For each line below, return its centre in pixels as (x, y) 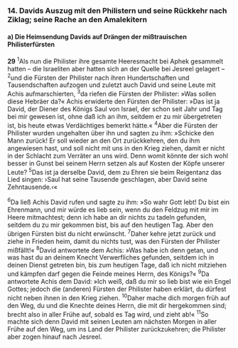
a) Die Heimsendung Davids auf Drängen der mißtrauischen (97, 36)
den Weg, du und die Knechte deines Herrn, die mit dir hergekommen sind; (117, 305)
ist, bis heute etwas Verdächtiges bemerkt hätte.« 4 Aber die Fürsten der (113, 125)
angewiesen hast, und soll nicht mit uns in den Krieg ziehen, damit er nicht (116, 148)
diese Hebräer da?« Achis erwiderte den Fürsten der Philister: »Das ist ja (114, 101)
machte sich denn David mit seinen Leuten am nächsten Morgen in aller (112, 322)
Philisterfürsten (31, 44)
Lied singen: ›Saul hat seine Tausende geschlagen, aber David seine (107, 180)
